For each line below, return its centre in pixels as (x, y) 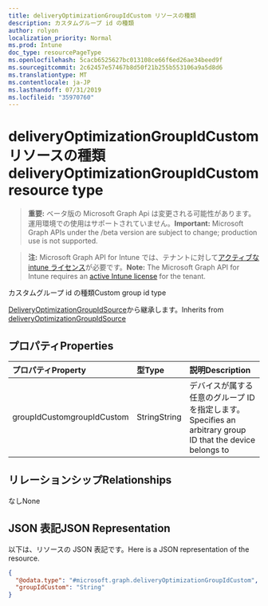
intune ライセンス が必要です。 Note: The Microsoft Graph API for (134, 267)
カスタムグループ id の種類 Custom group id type (87, 293)
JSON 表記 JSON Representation (89, 528)
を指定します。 (217, 409)
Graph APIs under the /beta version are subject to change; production (142, 233)
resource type (56, 190)
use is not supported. (63, 241)
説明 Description (220, 370)
